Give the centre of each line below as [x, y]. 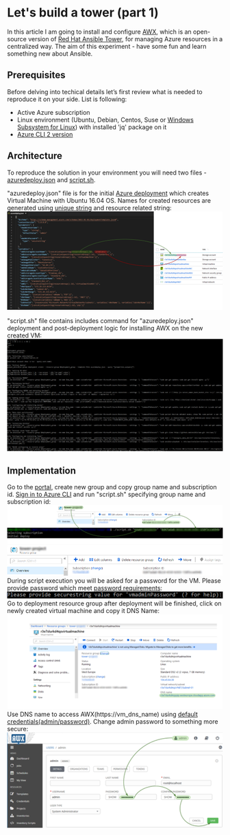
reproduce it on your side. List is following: [67, 99]
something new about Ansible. [50, 54]
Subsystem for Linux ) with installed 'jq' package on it [92, 127]
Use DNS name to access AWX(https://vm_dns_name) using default [103, 714]
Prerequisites [36, 75]
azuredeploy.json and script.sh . [51, 179]
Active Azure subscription [53, 112]
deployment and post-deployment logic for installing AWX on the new [105, 328]
